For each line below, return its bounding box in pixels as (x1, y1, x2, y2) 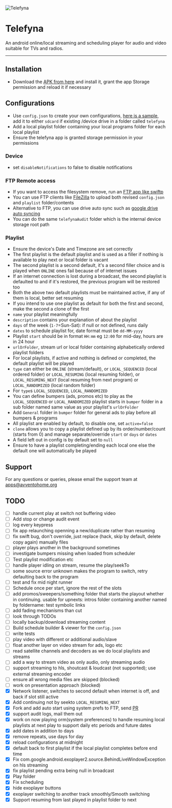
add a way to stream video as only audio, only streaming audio (12, 659, 145, 665)
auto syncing (12, 210, 40, 217)
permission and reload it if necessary (12, 84, 91, 90)
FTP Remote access (5, 177, 56, 184)
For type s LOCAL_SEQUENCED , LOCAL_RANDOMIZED (12, 388, 108, 394)
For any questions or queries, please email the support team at (5, 476, 138, 483)
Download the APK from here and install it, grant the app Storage (12, 79, 150, 85)
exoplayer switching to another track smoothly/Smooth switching (12, 791, 150, 797)
